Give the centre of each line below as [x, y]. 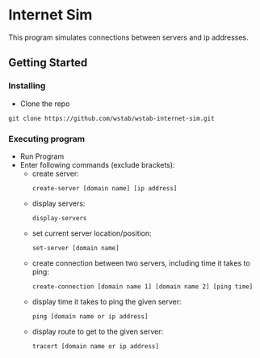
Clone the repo [45, 104]
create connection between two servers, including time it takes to [141, 263]
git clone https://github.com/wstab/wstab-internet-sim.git [112, 118]
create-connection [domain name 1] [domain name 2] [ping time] [143, 286]
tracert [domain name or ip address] [96, 346]
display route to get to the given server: [98, 331]
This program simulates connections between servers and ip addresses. [128, 37]
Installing [27, 86]
